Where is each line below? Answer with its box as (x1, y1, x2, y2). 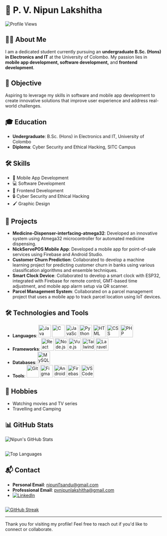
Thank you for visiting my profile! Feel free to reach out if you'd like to (5, 521, 148, 527)
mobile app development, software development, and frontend (5, 59, 138, 65)
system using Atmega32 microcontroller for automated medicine (12, 236, 145, 241)
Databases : (12, 359, 37, 365)
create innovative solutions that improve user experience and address (5, 97, 148, 104)
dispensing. (12, 241, 36, 247)
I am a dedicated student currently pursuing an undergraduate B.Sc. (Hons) (5, 48, 162, 54)
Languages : (12, 332, 38, 338)
